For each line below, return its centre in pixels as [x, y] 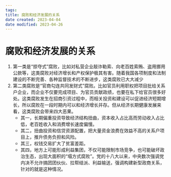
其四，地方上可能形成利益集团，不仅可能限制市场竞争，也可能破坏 [90, 150]
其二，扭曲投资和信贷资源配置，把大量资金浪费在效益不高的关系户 [90, 131]
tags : [11, 10]
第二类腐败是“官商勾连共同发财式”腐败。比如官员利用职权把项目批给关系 [89, 86]
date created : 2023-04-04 [33, 19]
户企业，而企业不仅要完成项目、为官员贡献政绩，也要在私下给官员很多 [87, 92]
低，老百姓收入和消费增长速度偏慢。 [59, 124]
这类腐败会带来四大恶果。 [49, 111]
